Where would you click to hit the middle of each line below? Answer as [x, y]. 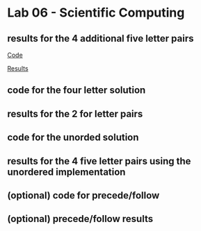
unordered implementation [66, 172]
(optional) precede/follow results [80, 219]
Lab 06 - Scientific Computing [96, 13]
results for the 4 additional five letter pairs [100, 38]
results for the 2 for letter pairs [75, 113]
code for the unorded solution [73, 138]
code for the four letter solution [77, 91]
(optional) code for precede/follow [83, 195]
